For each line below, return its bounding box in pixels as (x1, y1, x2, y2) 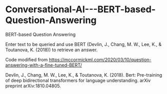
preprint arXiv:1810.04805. (5, 83, 61, 89)
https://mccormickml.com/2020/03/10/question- (48, 56, 152, 62)
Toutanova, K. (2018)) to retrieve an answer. (5, 46, 98, 53)
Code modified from (5, 56, 48, 62)
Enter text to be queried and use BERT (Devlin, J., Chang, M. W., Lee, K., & (5, 41, 162, 47)
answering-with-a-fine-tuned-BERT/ (5, 62, 82, 68)
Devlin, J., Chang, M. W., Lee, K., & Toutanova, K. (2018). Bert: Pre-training (5, 72, 162, 78)
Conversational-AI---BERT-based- (5, 4, 156, 15)
